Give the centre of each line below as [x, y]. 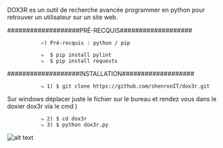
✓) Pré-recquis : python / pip [85, 43]
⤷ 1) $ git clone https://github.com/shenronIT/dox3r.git [125, 86]
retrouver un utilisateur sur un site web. [62, 17]
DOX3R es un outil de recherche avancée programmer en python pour [106, 10]
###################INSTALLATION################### [101, 74]
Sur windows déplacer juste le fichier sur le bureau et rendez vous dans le [112, 99]
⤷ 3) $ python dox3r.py [74, 125]
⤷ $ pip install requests [79, 61]
